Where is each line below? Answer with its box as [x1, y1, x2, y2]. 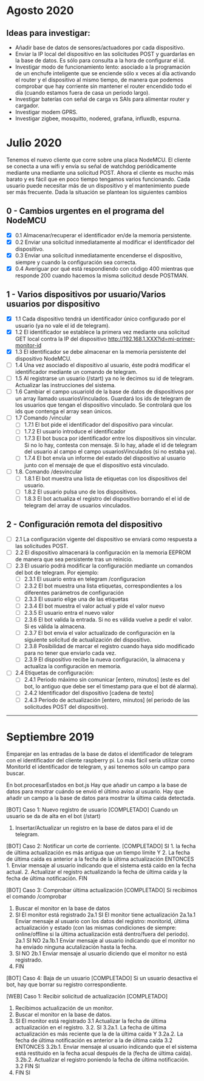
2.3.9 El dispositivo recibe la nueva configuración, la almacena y [24, 656, 185, 663]
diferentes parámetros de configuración [24, 589, 124, 596]
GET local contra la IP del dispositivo [15, 335, 107, 342]
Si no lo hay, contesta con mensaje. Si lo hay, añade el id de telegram [24, 441, 197, 449]
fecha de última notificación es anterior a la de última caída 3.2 [15, 1036, 173, 1044]
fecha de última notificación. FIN [6, 875, 88, 882]
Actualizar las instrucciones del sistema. [15, 382, 117, 389]
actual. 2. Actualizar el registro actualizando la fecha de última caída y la [6, 868, 188, 875]
